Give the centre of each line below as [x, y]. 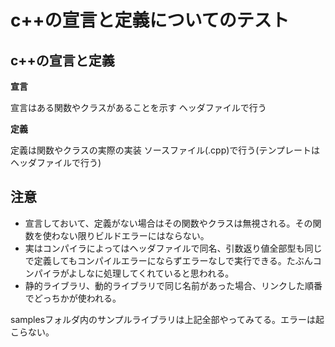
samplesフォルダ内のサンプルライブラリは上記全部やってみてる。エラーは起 [167, 319]
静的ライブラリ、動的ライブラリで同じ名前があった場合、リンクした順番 [173, 285]
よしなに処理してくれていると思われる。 [151, 273]
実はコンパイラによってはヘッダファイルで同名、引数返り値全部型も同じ [173, 248]
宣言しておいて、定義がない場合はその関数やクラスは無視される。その [168, 223]
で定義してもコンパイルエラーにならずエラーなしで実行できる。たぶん [168, 260]
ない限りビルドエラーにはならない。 [134, 235]
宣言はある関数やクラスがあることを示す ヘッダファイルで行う [138, 107]
